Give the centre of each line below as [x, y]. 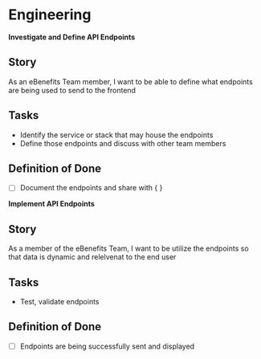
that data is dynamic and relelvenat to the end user [92, 257]
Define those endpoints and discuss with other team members [123, 143]
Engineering [50, 15]
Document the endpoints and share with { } [91, 188]
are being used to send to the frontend [72, 90]
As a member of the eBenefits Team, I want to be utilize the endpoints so [128, 249]
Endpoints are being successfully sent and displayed [107, 346]
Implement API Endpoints [51, 204]
